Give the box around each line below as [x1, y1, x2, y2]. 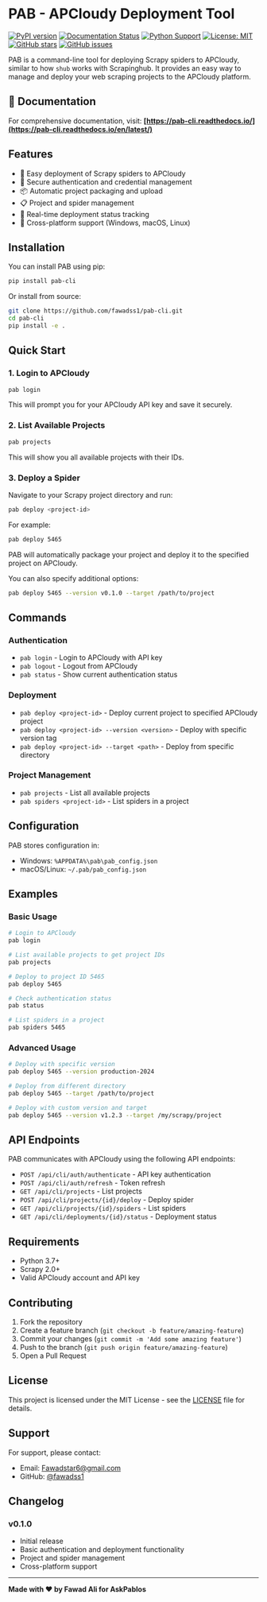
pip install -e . [8, 322, 66, 330]
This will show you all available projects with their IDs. [8, 452, 184, 462]
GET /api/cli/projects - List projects [19, 1186, 143, 1197]
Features [8, 148, 53, 161]
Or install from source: [8, 292, 82, 301]
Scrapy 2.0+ [19, 1265, 61, 1274]
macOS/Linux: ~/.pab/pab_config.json [19, 864, 147, 874]
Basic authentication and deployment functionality [19, 1545, 184, 1554]
